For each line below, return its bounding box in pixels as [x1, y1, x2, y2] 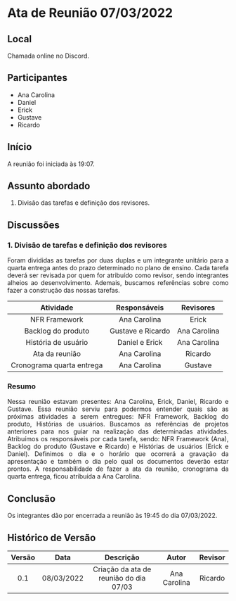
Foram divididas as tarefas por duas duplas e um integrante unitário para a [7, 256, 229, 265]
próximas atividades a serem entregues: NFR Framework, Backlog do [7, 412, 229, 421]
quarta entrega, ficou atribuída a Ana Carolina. [7, 472, 142, 481]
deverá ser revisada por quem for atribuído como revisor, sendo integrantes [7, 271, 229, 279]
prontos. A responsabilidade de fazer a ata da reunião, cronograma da [7, 464, 229, 473]
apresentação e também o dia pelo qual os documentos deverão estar [7, 457, 229, 466]
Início [7, 141, 32, 153]
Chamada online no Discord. [7, 51, 90, 60]
